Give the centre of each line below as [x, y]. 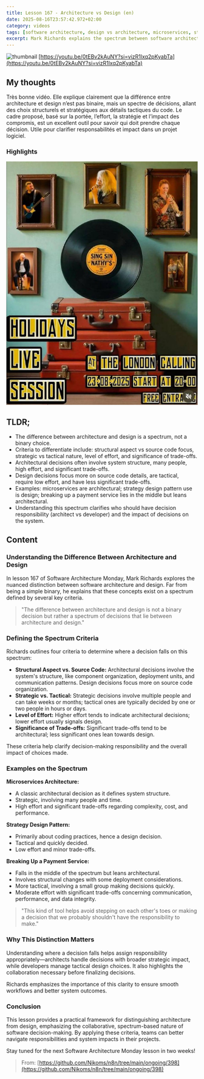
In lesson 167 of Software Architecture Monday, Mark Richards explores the [101, 578]
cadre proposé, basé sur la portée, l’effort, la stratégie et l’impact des [93, 116]
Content [22, 540]
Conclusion [24, 1006]
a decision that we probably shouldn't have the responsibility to [100, 918]
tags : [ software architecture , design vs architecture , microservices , [99, 32]
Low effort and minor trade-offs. [55, 849]
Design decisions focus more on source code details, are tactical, [97, 476]
